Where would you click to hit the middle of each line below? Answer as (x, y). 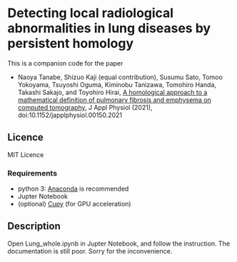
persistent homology (71, 44)
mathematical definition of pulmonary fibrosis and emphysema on (115, 100)
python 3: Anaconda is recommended (73, 189)
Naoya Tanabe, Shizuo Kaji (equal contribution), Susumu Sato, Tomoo (120, 77)
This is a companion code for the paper (65, 63)
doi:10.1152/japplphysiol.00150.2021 (70, 115)
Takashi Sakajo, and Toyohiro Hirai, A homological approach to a (112, 92)
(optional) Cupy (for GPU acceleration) (74, 204)
